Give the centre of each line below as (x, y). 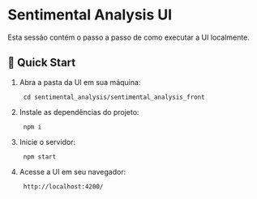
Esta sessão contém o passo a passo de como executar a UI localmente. (129, 37)
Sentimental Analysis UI (90, 15)
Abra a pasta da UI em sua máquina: (80, 82)
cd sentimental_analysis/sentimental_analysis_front (114, 97)
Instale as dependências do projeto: (79, 112)
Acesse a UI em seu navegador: (73, 171)
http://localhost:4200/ (63, 186)
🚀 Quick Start (42, 63)
